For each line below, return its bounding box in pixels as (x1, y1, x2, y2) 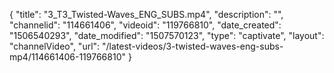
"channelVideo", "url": (9, 40, 101, 52)
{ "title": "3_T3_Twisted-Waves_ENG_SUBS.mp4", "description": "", (9, 9, 284, 20)
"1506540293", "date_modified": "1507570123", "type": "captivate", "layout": (9, 30, 325, 41)
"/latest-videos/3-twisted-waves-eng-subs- (102, 40, 284, 52)
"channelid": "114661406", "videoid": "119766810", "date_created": (9, 19, 282, 31)
